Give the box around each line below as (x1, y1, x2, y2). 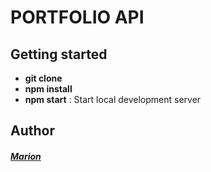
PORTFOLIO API (10, 6, 145, 29)
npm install (24, 83, 73, 95)
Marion (10, 150, 42, 162)
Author (10, 122, 55, 140)
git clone (24, 72, 63, 84)
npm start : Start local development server (24, 94, 202, 105)
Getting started (10, 46, 108, 63)
